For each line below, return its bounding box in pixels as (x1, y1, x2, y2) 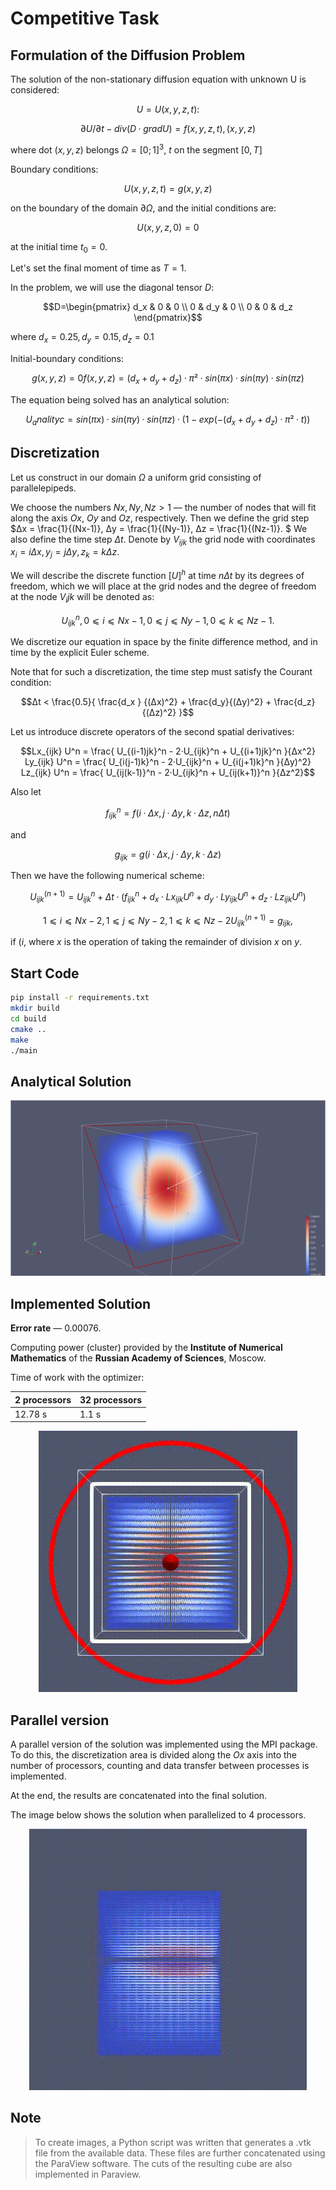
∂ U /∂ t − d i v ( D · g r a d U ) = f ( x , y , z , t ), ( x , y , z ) (79, 123, 257, 134)
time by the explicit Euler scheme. (10, 647, 150, 659)
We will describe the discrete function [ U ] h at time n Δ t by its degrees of (10, 568, 305, 581)
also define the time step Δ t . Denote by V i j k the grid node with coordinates (10, 533, 316, 547)
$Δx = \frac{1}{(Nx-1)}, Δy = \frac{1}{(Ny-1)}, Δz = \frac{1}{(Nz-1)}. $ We (10, 522, 308, 534)
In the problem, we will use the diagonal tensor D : (10, 282, 215, 294)
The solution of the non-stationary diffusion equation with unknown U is (10, 73, 307, 85)
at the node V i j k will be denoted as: (10, 590, 155, 605)
